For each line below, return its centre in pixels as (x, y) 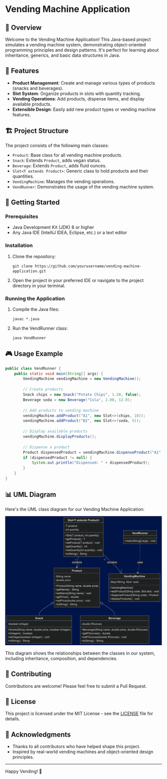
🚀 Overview (23, 28)
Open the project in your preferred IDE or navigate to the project (78, 280)
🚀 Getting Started (33, 202)
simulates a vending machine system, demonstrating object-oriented (76, 45)
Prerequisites (22, 216)
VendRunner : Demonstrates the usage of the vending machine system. (83, 187)
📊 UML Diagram (31, 495)
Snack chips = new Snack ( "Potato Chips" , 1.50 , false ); (82, 395)
